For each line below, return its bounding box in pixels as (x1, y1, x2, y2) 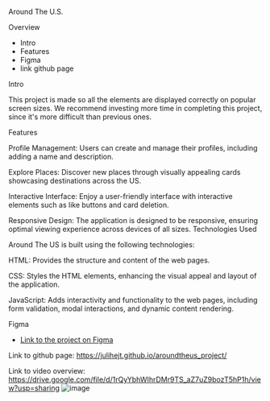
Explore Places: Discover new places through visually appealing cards (8, 167, 241, 176)
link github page (19, 64, 74, 73)
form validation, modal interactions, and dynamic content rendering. (8, 304, 234, 313)
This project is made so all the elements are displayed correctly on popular (8, 95, 256, 104)
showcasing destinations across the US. (8, 176, 142, 185)
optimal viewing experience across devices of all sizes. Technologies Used (8, 225, 257, 234)
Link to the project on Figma (19, 335, 114, 345)
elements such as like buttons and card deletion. (8, 200, 169, 209)
